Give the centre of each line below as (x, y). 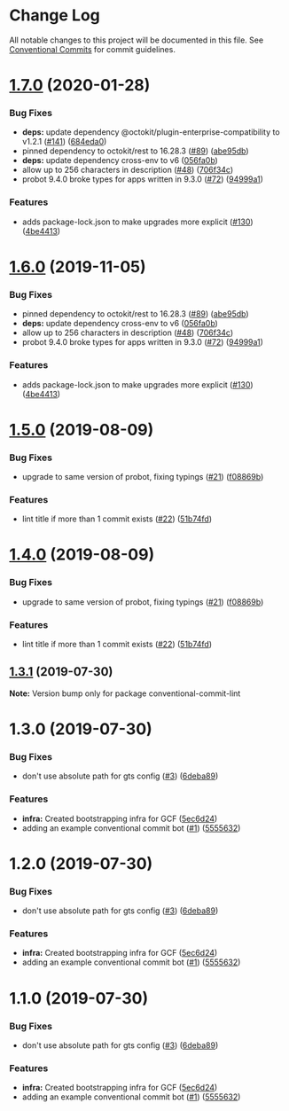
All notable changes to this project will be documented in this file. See (137, 40)
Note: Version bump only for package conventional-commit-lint (125, 693)
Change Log (55, 16)
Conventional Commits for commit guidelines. (92, 49)
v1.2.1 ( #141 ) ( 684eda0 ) (64, 142)
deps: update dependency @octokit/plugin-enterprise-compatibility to (151, 132)
